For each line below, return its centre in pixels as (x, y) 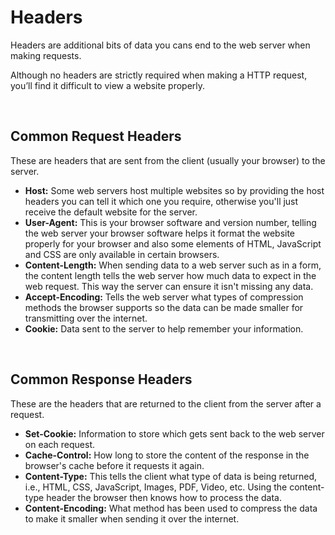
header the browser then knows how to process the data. (164, 497)
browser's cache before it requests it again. (114, 465)
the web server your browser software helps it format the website (160, 233)
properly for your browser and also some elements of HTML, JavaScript (173, 243)
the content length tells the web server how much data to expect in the (170, 275)
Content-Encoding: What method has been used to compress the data (171, 508)
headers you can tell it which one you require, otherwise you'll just (161, 201)
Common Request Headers (96, 136)
